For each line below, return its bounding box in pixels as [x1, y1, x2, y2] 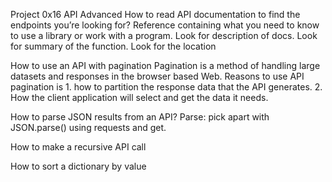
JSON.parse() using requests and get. [10, 122, 167, 133]
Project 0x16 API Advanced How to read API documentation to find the [10, 9, 301, 20]
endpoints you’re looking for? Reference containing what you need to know [10, 19, 320, 31]
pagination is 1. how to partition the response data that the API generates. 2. [10, 81, 323, 93]
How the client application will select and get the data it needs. [10, 92, 269, 103]
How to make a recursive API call [10, 141, 147, 153]
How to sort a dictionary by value [10, 160, 147, 172]
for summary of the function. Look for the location [10, 40, 217, 52]
